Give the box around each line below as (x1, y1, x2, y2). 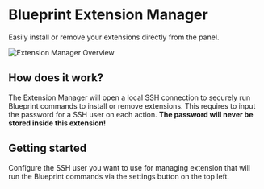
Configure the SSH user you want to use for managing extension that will (8, 162, 250, 172)
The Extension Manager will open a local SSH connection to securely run (8, 92, 251, 102)
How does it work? (8, 71, 104, 85)
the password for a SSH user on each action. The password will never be (8, 109, 254, 119)
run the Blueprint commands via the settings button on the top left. (8, 171, 230, 181)
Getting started (8, 142, 87, 155)
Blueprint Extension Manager (8, 6, 208, 24)
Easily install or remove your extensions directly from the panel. (8, 32, 220, 42)
